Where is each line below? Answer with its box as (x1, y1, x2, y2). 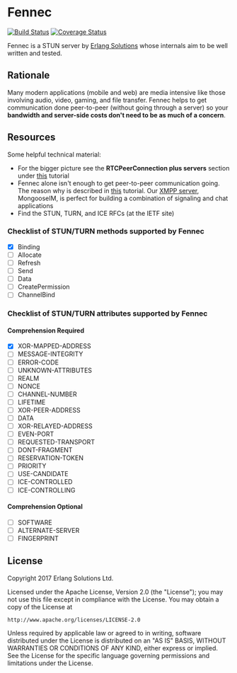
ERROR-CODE (17, 358, 59, 367)
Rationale (7, 69, 50, 81)
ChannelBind (17, 291, 55, 299)
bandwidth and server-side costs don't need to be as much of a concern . (7, 110, 226, 119)
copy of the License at (7, 602, 73, 611)
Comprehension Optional (7, 502, 83, 511)
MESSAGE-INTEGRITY (17, 350, 83, 358)
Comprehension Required (7, 326, 85, 335)
